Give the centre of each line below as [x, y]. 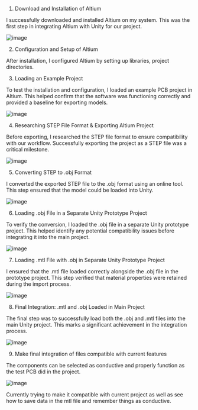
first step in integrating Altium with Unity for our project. [74, 26]
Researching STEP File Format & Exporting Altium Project [84, 125]
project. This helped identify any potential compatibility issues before [90, 231]
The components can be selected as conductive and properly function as [95, 365]
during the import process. [39, 284]
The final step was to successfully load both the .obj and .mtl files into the [96, 318]
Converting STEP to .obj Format [53, 172]
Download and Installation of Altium [58, 9]
